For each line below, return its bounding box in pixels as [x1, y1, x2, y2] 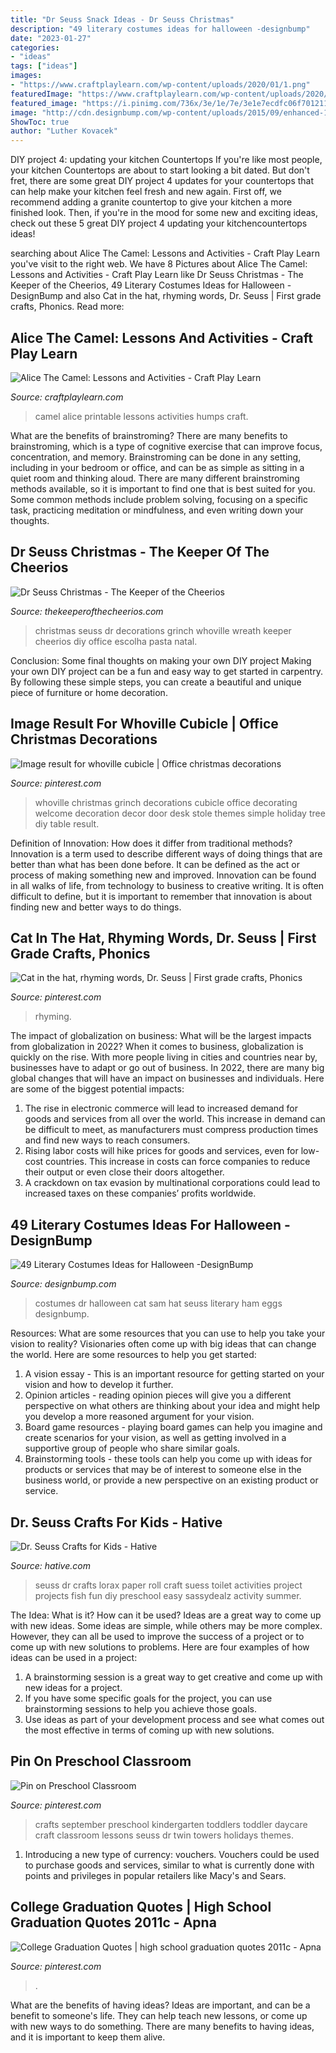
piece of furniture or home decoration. [10, 686, 168, 698]
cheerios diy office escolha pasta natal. [34, 635, 198, 647]
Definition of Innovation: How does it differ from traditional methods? [10, 837, 293, 849]
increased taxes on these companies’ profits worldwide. [24, 1187, 257, 1200]
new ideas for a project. [24, 1682, 123, 1693]
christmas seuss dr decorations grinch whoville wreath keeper [34, 624, 292, 636]
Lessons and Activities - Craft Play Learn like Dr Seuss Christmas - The [10, 269, 304, 281]
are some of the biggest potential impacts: [10, 1083, 185, 1095]
